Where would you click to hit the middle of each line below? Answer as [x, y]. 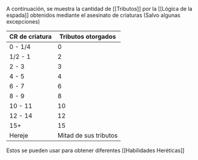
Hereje [19, 135]
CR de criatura [31, 37]
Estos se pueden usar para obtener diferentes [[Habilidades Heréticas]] [95, 150]
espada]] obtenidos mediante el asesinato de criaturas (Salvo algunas [93, 15]
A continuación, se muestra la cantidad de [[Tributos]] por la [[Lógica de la [99, 9]
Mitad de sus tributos [87, 135]
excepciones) [23, 22]
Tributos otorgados [88, 37]
